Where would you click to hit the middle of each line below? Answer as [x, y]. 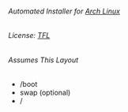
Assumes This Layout [43, 60]
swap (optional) [45, 93]
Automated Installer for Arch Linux [64, 11]
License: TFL [29, 35]
